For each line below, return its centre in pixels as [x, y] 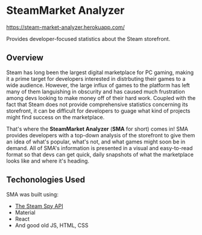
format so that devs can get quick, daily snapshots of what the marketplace [100, 154]
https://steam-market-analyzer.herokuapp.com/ [66, 27]
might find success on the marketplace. [55, 117]
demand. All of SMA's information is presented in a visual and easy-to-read [99, 148]
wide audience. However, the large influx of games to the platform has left [98, 85]
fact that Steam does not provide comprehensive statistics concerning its [97, 104]
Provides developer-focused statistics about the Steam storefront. [88, 39]
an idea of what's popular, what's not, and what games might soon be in [96, 142]
